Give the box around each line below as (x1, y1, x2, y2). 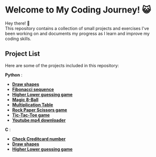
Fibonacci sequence (12, 86, 54, 92)
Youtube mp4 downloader (12, 117, 66, 123)
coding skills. (5, 36, 31, 42)
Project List (5, 50, 40, 58)
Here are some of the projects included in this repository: (5, 62, 119, 68)
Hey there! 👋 (5, 20, 30, 26)
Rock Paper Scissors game (12, 107, 67, 113)
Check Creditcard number (12, 136, 66, 142)
